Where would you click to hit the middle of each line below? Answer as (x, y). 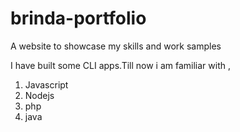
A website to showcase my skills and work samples (116, 46)
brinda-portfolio (78, 18)
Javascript (46, 84)
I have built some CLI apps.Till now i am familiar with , (120, 65)
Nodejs (39, 95)
